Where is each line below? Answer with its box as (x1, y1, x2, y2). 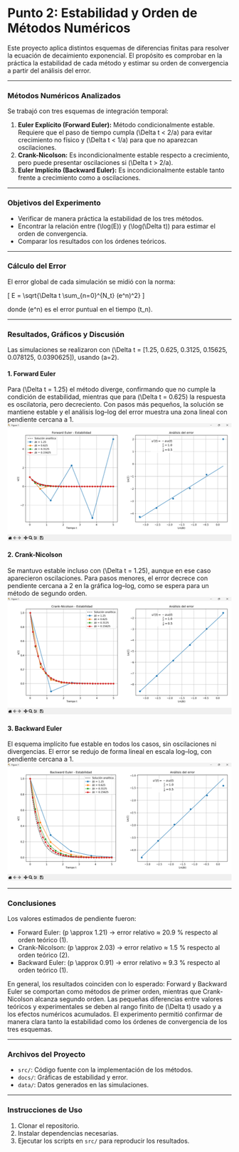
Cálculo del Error (7, 261, 67, 271)
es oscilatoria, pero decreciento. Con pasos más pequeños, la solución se (7, 400, 224, 409)
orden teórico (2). (17, 951, 70, 959)
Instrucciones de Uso (7, 1105, 83, 1115)
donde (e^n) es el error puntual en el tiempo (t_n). (7, 304, 153, 314)
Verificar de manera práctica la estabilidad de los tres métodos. (17, 214, 204, 223)
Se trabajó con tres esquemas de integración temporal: (7, 107, 169, 115)
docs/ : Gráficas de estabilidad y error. (17, 1073, 128, 1082)
